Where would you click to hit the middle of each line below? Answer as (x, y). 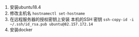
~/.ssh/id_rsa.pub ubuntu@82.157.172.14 (51, 24)
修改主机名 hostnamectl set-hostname (47, 13)
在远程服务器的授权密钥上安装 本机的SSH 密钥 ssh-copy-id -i (72, 19)
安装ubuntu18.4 (25, 7)
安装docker (21, 30)
